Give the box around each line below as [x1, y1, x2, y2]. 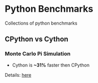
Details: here [5, 72, 32, 78]
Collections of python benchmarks [5, 20, 78, 26]
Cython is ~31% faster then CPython [12, 62, 90, 68]
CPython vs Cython [5, 35, 68, 44]
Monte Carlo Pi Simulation [5, 50, 71, 57]
